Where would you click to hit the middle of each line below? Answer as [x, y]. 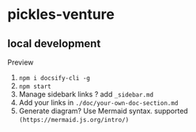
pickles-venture [61, 15]
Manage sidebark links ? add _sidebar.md [86, 94]
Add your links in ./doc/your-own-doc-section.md [98, 103]
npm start [35, 86]
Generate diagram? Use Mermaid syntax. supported [104, 111]
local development [54, 44]
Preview [21, 62]
